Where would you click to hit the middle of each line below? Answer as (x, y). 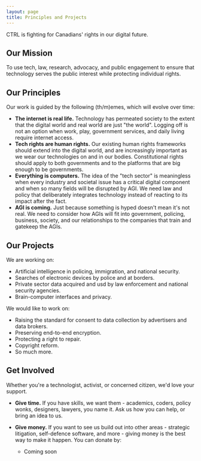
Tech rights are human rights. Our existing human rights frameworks (100, 144)
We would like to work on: (38, 308)
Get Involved (31, 370)
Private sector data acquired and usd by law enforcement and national (101, 284)
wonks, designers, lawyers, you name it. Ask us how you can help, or (100, 409)
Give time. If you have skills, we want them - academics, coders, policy (103, 403)
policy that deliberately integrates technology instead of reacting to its (101, 195)
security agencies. (38, 290)
